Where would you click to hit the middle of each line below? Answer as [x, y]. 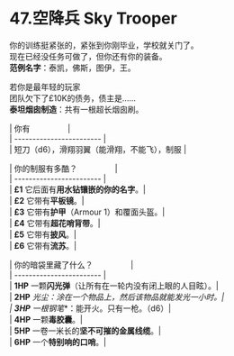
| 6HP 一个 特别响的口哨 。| [58, 342]
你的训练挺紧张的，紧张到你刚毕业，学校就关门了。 [104, 45]
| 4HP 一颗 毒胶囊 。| [46, 319]
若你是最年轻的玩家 [45, 87]
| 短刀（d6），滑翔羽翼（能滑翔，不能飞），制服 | [98, 149]
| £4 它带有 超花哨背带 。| [55, 223]
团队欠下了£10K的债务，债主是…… [73, 98]
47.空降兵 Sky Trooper [93, 18]
